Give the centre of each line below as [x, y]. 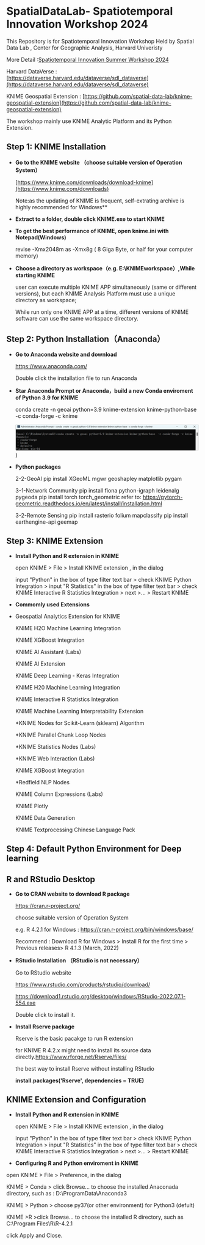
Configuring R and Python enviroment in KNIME [77, 1163]
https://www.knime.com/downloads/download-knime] [85, 182]
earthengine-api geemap [46, 522]
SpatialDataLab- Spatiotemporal [90, 11]
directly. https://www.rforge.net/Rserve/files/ [71, 1057]
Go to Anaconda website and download [66, 354]
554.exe [25, 1003]
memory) [27, 256]
